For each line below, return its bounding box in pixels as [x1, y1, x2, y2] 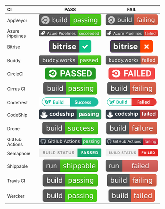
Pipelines [7, 33, 26, 39]
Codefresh [7, 100, 29, 105]
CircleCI [7, 71, 24, 77]
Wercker [7, 193, 25, 199]
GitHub [7, 137, 22, 142]
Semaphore [7, 150, 31, 156]
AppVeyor [7, 17, 27, 23]
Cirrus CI [7, 86, 26, 92]
